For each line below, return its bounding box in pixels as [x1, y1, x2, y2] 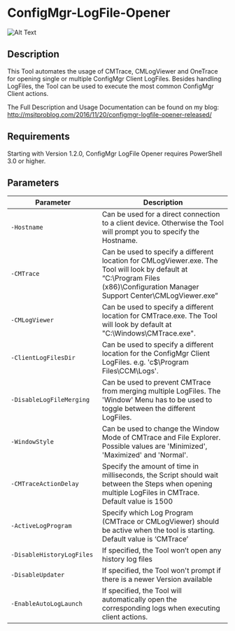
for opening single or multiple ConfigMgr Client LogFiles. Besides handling [7, 74, 222, 83]
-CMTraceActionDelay [10, 480, 79, 488]
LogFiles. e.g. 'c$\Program [101, 357, 189, 367]
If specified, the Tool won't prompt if [101, 566, 222, 576]
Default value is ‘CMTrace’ [101, 534, 189, 544]
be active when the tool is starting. [101, 525, 215, 535]
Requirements [7, 131, 70, 143]
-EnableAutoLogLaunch [10, 600, 83, 608]
